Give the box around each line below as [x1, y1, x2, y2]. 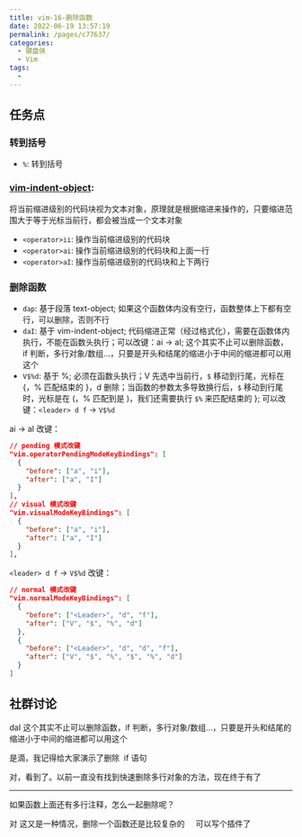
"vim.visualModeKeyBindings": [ [9, 508, 130, 517]
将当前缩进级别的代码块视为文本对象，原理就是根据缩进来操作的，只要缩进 [9, 203, 285, 214]
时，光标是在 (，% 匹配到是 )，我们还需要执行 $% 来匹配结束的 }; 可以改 [22, 393, 286, 404]
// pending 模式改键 [9, 442, 81, 451]
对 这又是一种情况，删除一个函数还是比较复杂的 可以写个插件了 [9, 818, 252, 829]
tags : [9, 64, 30, 73]
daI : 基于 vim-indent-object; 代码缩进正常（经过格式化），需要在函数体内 [22, 326, 290, 337]
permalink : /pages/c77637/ [9, 30, 111, 39]
